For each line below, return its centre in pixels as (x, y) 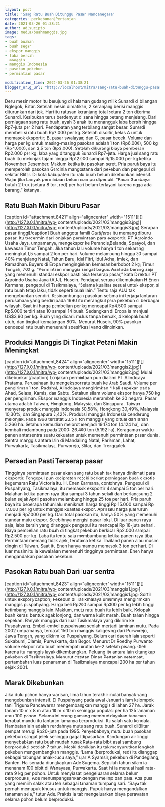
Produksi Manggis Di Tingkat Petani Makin (71, 342)
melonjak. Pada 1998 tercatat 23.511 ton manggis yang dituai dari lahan (77, 419)
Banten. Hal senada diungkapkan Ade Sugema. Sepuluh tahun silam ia (76, 762)
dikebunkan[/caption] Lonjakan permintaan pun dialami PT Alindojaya (75, 378)
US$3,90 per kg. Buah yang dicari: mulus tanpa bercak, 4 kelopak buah (77, 316)
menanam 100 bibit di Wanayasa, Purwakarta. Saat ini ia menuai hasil (75, 768)
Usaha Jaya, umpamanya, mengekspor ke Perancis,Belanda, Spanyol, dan (80, 243)
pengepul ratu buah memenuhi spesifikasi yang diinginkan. (65, 327)
